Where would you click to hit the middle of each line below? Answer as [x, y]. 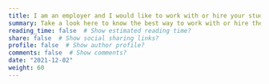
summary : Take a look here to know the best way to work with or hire [128, 23]
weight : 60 [26, 68]
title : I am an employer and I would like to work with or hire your [127, 16]
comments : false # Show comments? [68, 53]
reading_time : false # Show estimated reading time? [100, 30]
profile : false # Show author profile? [77, 46]
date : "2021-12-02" [41, 61]
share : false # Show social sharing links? [84, 38]
